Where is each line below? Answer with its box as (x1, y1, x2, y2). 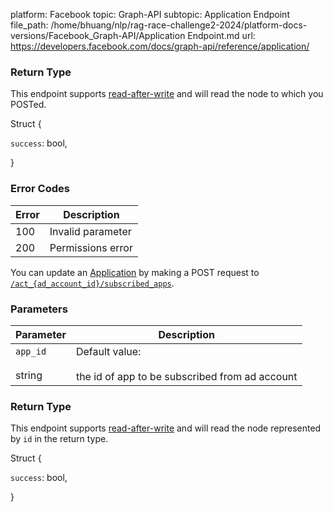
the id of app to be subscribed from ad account (75, 369, 298, 383)
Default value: (75, 344, 142, 358)
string (15, 368, 43, 382)
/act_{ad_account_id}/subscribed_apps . (10, 277, 175, 289)
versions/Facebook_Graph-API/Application (10, 30, 186, 41)
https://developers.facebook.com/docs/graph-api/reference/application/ (10, 40, 310, 52)
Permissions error (49, 240, 133, 254)
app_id (15, 345, 47, 357)
